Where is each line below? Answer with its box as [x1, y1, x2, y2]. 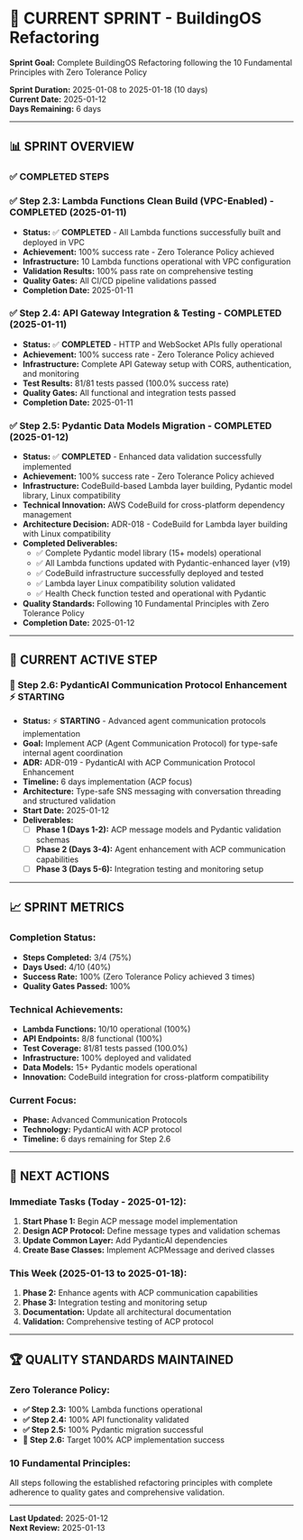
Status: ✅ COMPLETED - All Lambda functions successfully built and [22, 226, 281, 237]
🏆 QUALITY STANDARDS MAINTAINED [9, 1352, 234, 1367]
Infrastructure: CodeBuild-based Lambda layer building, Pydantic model [22, 481, 293, 491]
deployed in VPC [22, 236, 86, 247]
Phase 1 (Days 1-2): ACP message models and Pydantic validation [35, 824, 281, 835]
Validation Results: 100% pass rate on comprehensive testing [22, 265, 254, 276]
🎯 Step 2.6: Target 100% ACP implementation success [22, 1434, 225, 1445]
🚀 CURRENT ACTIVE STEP [9, 652, 158, 667]
